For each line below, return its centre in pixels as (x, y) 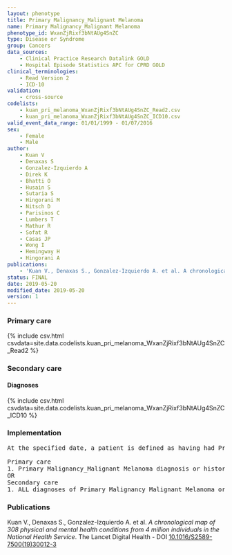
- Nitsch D (35, 207)
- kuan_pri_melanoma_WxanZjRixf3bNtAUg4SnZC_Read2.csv (100, 110)
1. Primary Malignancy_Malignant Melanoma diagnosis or (104, 468)
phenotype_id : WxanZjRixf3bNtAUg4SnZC (63, 33)
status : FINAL (28, 277)
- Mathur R (35, 226)
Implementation (35, 433)
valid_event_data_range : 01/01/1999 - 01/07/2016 (80, 123)
